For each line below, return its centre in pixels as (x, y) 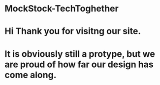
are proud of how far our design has (79, 64)
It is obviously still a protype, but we (80, 54)
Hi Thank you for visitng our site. (73, 31)
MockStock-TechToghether (62, 9)
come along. (31, 75)
